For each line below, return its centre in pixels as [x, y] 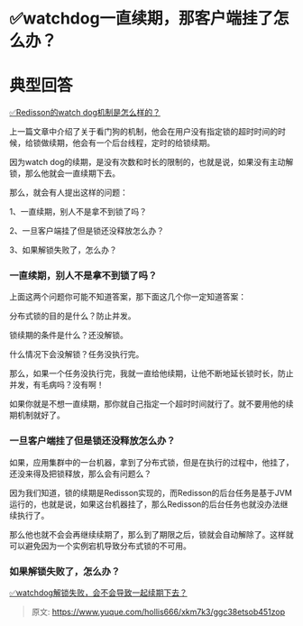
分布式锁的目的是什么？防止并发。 [73, 316]
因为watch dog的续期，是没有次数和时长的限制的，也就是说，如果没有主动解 [151, 162]
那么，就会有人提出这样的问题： [69, 193]
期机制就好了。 [37, 415]
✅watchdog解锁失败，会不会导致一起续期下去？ [98, 593]
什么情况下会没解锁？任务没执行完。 [77, 354]
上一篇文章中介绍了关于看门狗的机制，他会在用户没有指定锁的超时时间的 [143, 132]
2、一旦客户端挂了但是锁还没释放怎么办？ [87, 231]
